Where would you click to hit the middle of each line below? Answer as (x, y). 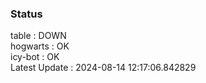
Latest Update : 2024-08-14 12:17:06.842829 (103, 68)
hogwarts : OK (40, 46)
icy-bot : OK (35, 57)
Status (26, 14)
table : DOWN (38, 36)
